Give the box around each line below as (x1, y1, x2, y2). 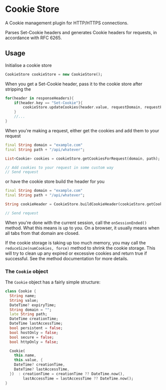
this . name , (14, 353, 37, 358)
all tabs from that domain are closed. (5, 230, 80, 236)
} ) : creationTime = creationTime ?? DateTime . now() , (9, 371, 125, 376)
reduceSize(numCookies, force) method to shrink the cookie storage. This (5, 245, 156, 251)
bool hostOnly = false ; (9, 330, 58, 335)
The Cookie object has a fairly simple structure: (5, 279, 101, 285)
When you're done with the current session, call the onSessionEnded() (5, 220, 147, 225)
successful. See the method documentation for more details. (5, 255, 128, 261)
